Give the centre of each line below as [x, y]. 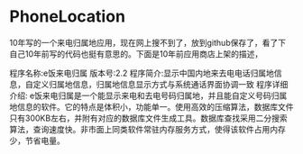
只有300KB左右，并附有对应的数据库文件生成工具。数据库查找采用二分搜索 [148, 118]
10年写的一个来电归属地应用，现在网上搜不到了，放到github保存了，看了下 [148, 42]
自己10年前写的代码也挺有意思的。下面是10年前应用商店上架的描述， [136, 54]
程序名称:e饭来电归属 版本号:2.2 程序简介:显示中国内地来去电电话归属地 [142, 73]
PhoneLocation [68, 17]
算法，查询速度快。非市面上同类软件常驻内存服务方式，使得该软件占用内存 [147, 129]
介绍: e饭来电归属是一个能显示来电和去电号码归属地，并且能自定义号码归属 [148, 95]
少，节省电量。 [37, 140]
